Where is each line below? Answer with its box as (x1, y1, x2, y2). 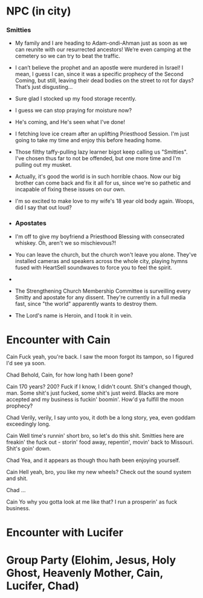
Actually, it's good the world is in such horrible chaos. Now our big (14, 173, 181, 180)
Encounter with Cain (6, 333, 111, 346)
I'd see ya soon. (6, 359, 46, 366)
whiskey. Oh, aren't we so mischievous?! (14, 239, 117, 246)
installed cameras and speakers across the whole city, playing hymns (14, 257, 188, 264)
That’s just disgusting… (14, 83, 73, 91)
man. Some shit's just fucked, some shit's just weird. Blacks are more (6, 389, 179, 397)
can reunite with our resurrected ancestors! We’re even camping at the (14, 46, 192, 53)
